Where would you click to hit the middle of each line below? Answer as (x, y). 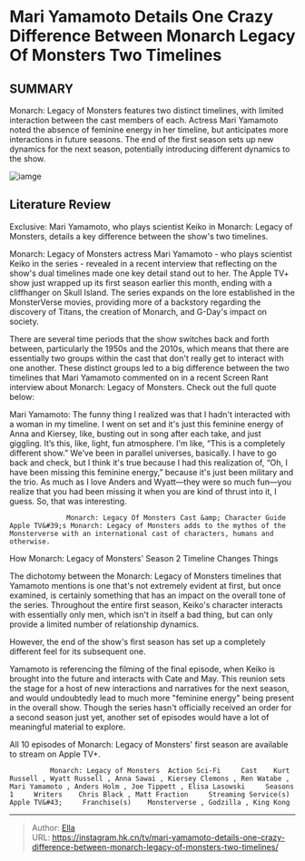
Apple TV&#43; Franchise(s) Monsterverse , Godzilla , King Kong (150, 802)
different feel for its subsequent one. (78, 651)
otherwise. (30, 542)
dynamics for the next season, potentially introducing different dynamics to (150, 149)
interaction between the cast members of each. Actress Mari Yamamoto (144, 120)
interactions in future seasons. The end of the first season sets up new (142, 139)
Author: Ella (53, 827)
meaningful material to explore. (68, 727)
